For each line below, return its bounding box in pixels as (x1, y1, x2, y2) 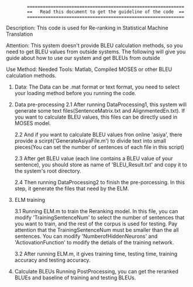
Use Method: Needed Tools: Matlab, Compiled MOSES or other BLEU (6, 66, 173, 73)
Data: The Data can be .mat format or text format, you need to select (14, 83, 180, 90)
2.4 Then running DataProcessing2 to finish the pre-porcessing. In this (14, 179, 185, 185)
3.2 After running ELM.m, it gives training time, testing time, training (14, 251, 177, 257)
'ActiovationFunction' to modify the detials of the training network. (14, 239, 174, 246)
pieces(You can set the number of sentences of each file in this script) (14, 144, 184, 150)
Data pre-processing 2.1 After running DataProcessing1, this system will (14, 101, 187, 108)
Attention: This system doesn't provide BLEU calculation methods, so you (6, 42, 183, 49)
